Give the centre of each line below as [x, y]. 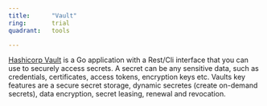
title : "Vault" [43, 16]
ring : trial [39, 23]
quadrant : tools [39, 30]
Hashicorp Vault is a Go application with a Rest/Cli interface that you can [129, 60]
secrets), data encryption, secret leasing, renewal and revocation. [117, 94]
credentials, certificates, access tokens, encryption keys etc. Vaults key [127, 77]
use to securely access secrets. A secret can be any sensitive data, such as [133, 69]
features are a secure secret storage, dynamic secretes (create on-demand [133, 85]
